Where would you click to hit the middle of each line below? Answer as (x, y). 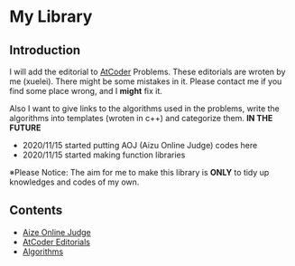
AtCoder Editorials (56, 242)
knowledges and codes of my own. (74, 182)
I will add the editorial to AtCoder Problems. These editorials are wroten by (147, 71)
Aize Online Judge (57, 232)
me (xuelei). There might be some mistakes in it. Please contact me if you (146, 81)
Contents (36, 210)
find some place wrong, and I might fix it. (86, 91)
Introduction (45, 50)
